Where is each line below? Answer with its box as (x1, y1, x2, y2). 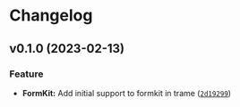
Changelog (9, 5, 93, 26)
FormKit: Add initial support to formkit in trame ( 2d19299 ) (21, 87, 231, 98)
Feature (9, 68, 44, 80)
